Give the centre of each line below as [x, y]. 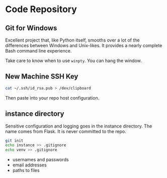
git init [14, 141]
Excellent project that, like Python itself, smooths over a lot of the [72, 40]
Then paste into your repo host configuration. [52, 98]
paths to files [26, 170]
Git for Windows [31, 28]
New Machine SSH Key [42, 77]
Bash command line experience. [38, 51]
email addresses [29, 165]
